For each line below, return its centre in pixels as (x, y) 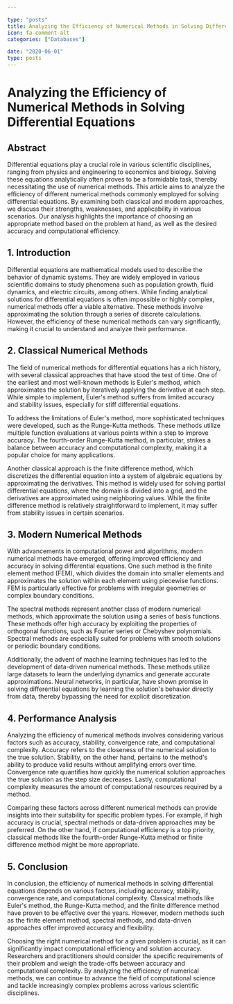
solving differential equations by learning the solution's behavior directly (110, 689)
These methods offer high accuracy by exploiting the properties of (102, 624)
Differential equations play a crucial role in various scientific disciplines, (109, 165)
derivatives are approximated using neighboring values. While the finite (109, 497)
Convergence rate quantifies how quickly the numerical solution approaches (116, 772)
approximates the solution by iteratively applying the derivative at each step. (116, 390)
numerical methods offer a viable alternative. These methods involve (105, 306)
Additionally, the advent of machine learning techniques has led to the (107, 660)
